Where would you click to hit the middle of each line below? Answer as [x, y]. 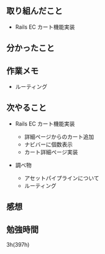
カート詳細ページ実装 [51, 152]
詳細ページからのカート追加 [59, 136]
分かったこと [31, 48]
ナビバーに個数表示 [49, 144]
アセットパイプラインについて [62, 178]
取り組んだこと [34, 11]
